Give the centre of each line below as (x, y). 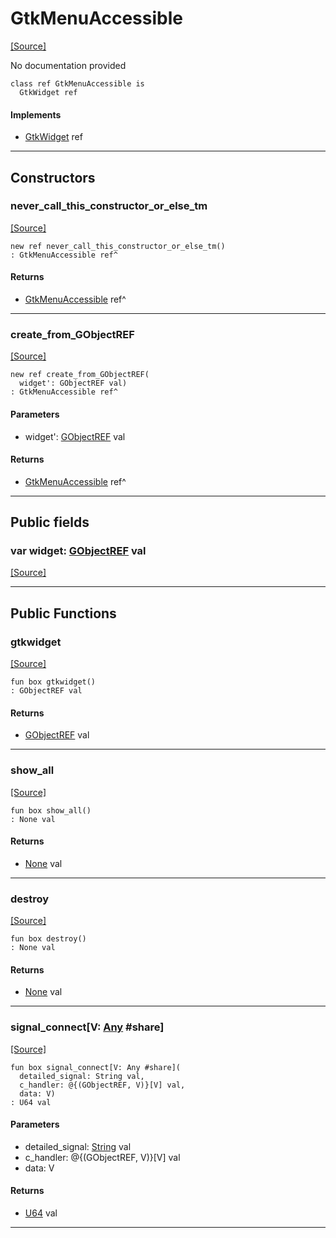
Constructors (53, 177)
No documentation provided (68, 65)
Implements (36, 114)
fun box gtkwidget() (53, 682)
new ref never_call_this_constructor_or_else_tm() (118, 246)
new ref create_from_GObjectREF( (80, 375)
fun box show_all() (51, 810)
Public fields (50, 522)
